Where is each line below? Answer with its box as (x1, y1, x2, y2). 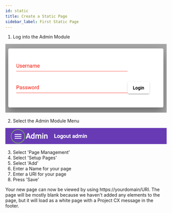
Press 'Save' (12, 176, 39, 182)
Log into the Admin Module (12, 34, 70, 40)
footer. (5, 203, 19, 209)
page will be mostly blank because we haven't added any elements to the (5, 191, 160, 198)
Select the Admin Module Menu (12, 118, 79, 124)
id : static (5, 8, 29, 13)
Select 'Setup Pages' (12, 154, 57, 161)
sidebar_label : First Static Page (5, 19, 79, 24)
